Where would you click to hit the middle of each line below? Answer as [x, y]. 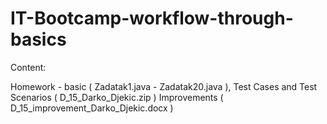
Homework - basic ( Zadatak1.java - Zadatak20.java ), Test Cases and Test [164, 86]
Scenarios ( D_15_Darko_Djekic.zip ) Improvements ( [117, 97]
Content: [28, 67]
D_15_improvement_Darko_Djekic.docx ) [92, 108]
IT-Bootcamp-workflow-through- [152, 18]
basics [38, 39]
